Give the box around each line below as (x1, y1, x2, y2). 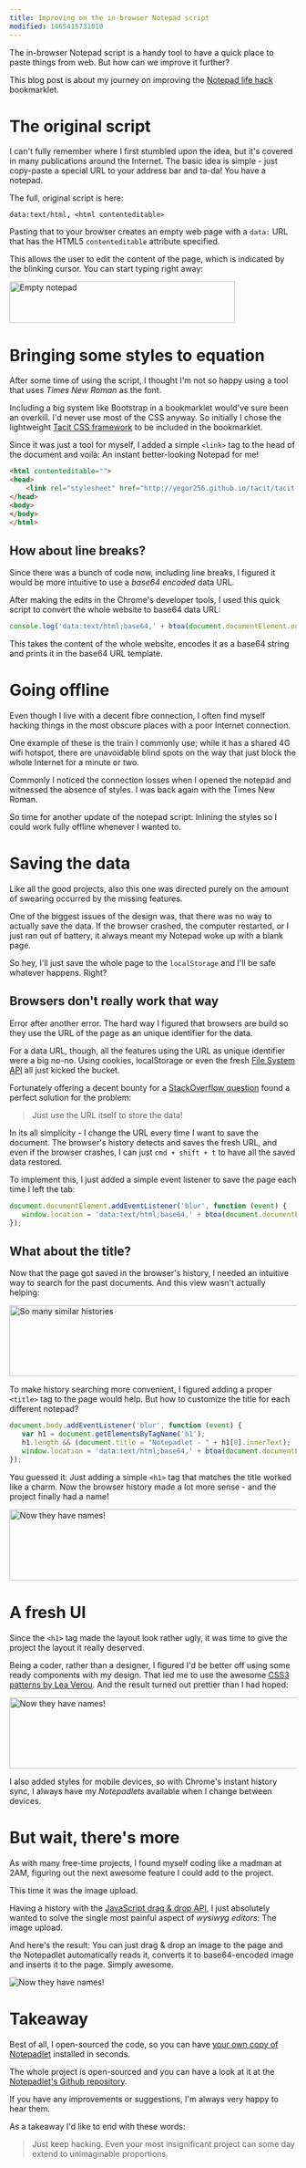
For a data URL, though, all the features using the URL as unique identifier (9, 1045, 286, 1056)
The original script (9, 116, 152, 137)
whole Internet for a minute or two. (9, 757, 139, 768)
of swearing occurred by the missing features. (9, 893, 183, 904)
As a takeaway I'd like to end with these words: (9, 2121, 186, 2132)
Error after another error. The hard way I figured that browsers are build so (9, 1018, 289, 1029)
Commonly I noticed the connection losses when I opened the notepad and (9, 774, 291, 785)
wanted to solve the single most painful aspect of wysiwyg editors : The (9, 1912, 277, 1923)
